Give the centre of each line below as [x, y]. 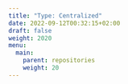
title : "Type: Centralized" [56, 16]
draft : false [30, 30]
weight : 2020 [30, 38]
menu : [17, 46]
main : [25, 53]
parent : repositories [59, 61]
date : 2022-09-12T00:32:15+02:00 [64, 23]
